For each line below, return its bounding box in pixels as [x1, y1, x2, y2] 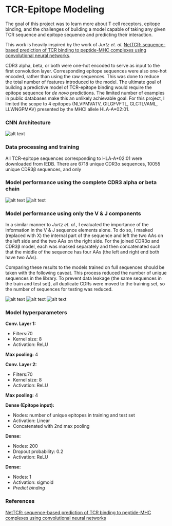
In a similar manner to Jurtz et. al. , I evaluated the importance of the [5, 222, 149, 228]
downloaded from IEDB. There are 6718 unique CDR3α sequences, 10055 [5, 160, 161, 167]
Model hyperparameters [5, 309, 68, 316]
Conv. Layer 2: [5, 361, 37, 368]
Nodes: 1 [12, 474, 32, 480]
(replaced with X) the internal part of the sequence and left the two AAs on [5, 232, 163, 239]
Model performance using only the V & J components [5, 210, 141, 217]
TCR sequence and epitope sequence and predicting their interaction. [5, 31, 153, 38]
